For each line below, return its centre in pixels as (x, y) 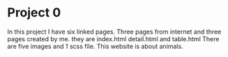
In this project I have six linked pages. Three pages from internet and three (114, 32)
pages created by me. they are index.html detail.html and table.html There (113, 38)
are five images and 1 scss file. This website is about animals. (95, 46)
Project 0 (34, 13)
